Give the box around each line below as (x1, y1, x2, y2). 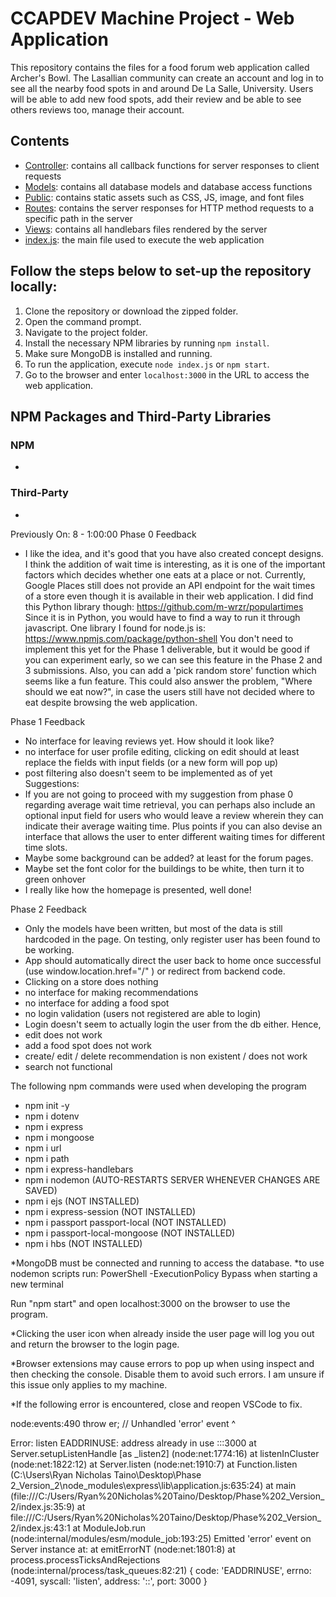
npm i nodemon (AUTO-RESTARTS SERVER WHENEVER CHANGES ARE (24, 1173, 321, 1186)
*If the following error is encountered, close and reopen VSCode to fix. (10, 1398, 303, 1410)
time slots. (24, 841, 68, 853)
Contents (10, 133, 70, 150)
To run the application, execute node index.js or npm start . (24, 358, 270, 370)
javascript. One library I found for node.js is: (24, 622, 206, 634)
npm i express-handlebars (24, 1163, 134, 1175)
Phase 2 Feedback (10, 903, 87, 915)
